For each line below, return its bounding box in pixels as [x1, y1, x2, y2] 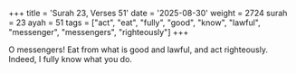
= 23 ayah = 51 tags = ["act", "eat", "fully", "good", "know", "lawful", [8, 17, 261, 28]
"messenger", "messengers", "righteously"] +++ [8, 27, 189, 37]
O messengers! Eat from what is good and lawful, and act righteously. [8, 44, 269, 55]
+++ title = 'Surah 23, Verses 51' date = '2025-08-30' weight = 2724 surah [8, 8, 288, 18]
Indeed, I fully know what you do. [8, 54, 133, 64]
